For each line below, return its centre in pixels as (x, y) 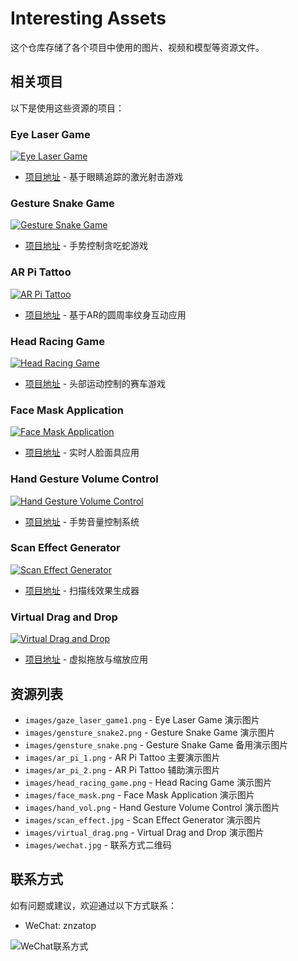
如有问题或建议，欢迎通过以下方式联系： (93, 905)
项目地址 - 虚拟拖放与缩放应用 (86, 659)
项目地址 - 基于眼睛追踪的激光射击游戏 (104, 177)
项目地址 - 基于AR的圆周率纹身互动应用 (105, 314)
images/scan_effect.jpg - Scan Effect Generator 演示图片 (143, 819)
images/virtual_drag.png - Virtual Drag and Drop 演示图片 (144, 832)
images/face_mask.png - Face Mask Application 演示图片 (139, 794)
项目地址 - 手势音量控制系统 (82, 521)
